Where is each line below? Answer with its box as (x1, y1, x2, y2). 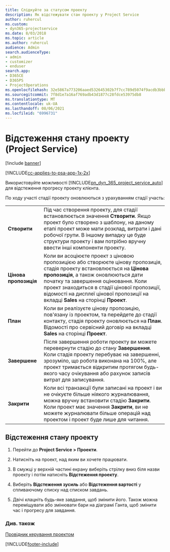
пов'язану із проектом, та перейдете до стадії (44, 311, 157, 318)
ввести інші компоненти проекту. (44, 244, 126, 251)
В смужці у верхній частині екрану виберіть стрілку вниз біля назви (12, 466, 160, 472)
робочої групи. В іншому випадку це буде (44, 231, 146, 238)
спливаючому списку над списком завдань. (12, 486, 109, 493)
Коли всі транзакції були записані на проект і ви (44, 384, 162, 391)
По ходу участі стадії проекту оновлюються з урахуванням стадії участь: (5, 195, 165, 201)
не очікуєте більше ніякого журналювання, (44, 390, 150, 397)
